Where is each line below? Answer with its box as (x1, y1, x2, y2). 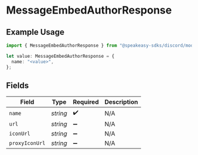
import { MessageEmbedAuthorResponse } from (6, 42, 117, 48)
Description (104, 98, 138, 106)
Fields (6, 80, 29, 90)
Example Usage (6, 27, 65, 37)
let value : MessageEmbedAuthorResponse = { (6, 53, 115, 59)
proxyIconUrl (9, 140, 46, 147)
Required (72, 98, 99, 106)
